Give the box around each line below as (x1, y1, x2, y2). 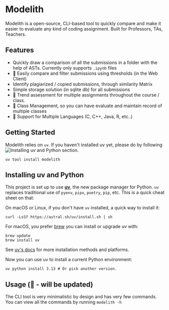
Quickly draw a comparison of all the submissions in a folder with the (12, 59, 158, 66)
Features (5, 46, 34, 54)
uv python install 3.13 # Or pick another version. (5, 266, 117, 271)
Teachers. (5, 31, 26, 37)
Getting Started (5, 128, 55, 137)
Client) (12, 75, 27, 82)
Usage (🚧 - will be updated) (5, 280, 93, 289)
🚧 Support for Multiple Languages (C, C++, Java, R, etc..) (12, 113, 133, 119)
